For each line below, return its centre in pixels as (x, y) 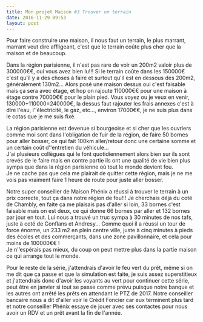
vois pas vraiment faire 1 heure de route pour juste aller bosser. (85, 180)
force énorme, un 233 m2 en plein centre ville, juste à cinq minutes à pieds (100, 230)
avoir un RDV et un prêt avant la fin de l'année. (64, 313)
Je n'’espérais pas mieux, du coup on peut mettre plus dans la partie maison (101, 250)
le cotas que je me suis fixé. (41, 116)
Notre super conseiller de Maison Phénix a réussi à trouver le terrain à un (98, 192)
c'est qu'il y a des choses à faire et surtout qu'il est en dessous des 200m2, (101, 78)
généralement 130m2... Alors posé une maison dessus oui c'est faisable (96, 84)
